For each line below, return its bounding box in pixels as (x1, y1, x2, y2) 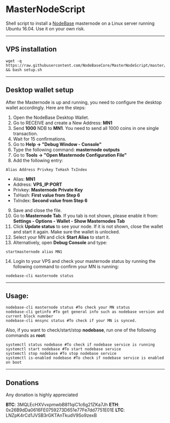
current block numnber (6, 314, 53, 319)
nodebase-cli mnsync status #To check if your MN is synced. (6, 318, 137, 323)
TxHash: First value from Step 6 (13, 192, 80, 198)
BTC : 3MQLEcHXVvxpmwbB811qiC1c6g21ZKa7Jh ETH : (6, 402, 120, 408)
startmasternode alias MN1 (6, 249, 63, 254)
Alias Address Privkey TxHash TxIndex (6, 167, 87, 172)
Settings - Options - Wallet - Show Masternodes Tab (13, 218, 125, 224)
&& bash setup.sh (6, 67, 42, 72)
